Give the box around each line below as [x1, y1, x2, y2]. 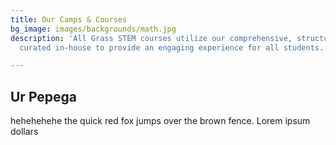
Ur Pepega [10, 88, 78, 105]
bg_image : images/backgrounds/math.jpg [10, 24, 177, 34]
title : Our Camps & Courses [10, 14, 128, 25]
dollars [10, 126, 39, 138]
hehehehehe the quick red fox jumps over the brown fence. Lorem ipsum [10, 115, 311, 127]
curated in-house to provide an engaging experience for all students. [19, 42, 325, 53]
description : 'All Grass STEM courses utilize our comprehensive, [10, 33, 293, 43]
